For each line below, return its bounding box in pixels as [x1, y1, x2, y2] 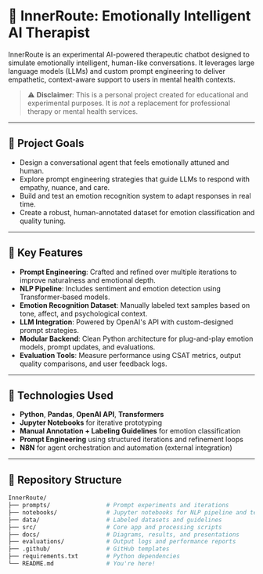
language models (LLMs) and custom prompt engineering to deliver [8, 66, 225, 75]
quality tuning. [19, 216, 67, 225]
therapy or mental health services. [27, 106, 139, 116]
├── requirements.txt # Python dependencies [8, 553, 180, 561]
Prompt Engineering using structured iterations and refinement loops [19, 435, 244, 444]
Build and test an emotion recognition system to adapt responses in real [19, 191, 252, 200]
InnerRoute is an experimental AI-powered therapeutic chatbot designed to [8, 49, 250, 59]
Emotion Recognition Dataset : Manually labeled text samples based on [19, 300, 250, 309]
